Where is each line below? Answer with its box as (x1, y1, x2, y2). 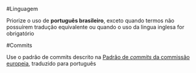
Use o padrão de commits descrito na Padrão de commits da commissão (6, 54, 190, 60)
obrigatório (6, 30, 35, 37)
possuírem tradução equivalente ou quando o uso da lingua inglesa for (6, 24, 185, 30)
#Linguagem (6, 5, 39, 12)
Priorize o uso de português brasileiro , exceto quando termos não (6, 17, 175, 24)
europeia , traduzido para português (6, 60, 96, 67)
